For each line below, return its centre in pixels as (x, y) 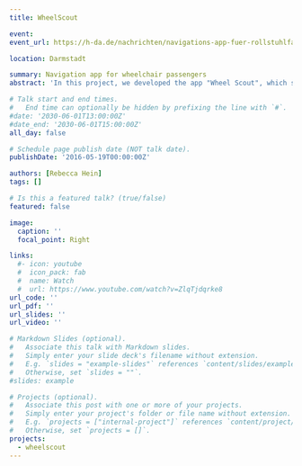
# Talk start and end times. (64, 100)
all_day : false (38, 133)
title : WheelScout (44, 18)
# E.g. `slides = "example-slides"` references (104, 364)
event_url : (30, 42)
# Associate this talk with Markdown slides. (100, 347)
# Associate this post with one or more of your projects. (126, 406)
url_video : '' (36, 323)
